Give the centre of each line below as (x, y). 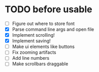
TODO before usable (48, 9)
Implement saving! (31, 41)
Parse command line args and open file (53, 29)
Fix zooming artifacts (34, 53)
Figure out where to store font (43, 23)
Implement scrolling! (34, 35)
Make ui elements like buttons (43, 46)
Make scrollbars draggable (40, 64)
